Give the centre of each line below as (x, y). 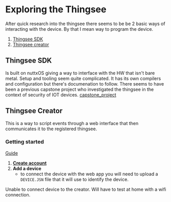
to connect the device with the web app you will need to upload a (89, 174)
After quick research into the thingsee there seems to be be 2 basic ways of (85, 24)
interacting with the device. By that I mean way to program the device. (79, 29)
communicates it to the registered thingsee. (51, 129)
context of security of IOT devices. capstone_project (61, 95)
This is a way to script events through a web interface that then (72, 123)
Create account (30, 163)
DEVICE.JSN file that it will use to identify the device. (74, 179)
